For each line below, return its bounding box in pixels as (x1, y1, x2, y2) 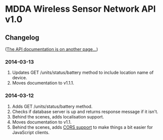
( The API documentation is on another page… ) (5, 47, 99, 52)
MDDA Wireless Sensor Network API (5, 3, 156, 15)
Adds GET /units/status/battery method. (12, 103, 93, 109)
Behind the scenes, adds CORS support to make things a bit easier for (12, 124, 153, 130)
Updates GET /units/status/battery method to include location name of (12, 70, 154, 75)
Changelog (5, 33, 40, 42)
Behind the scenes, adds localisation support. (12, 114, 104, 119)
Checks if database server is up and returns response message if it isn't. (12, 109, 159, 115)
